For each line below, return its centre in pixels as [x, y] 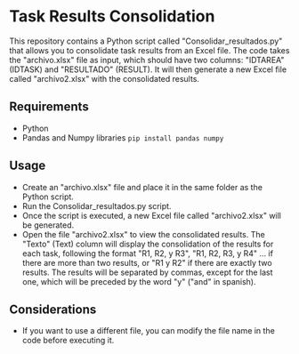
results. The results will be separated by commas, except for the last [147, 272]
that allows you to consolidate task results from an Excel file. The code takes [149, 50]
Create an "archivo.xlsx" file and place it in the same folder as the [142, 187]
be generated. [48, 225]
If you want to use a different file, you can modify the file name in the [149, 331]
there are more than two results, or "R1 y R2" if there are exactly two [147, 262]
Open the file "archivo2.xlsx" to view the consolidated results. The [143, 234]
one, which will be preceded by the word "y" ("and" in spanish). [139, 281]
